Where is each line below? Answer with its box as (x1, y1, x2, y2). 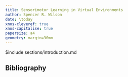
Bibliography (5, 64, 47, 72)
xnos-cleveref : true (5, 21, 49, 27)
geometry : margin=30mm (5, 36, 53, 41)
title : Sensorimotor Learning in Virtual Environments (5, 7, 123, 13)
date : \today (5, 17, 33, 22)
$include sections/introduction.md (5, 49, 77, 55)
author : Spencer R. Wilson (5, 12, 62, 17)
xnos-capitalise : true (5, 26, 53, 31)
